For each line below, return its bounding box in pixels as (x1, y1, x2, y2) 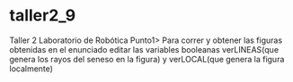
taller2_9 (9, 5, 76, 26)
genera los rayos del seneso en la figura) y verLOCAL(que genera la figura (9, 53, 285, 64)
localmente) (9, 63, 54, 74)
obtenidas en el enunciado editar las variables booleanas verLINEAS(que (9, 44, 280, 54)
